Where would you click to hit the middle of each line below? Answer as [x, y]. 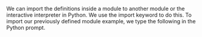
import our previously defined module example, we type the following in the [101, 21]
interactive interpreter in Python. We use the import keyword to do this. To [99, 15]
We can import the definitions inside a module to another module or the [96, 9]
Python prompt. [26, 27]
